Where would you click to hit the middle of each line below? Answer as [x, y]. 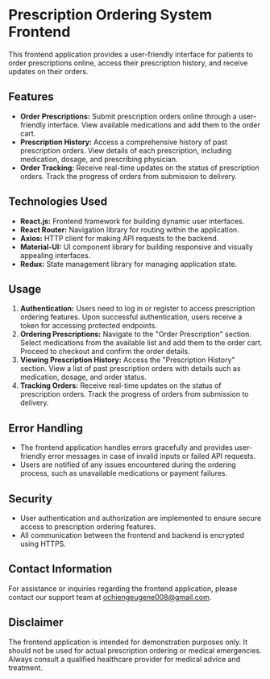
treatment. [25, 668]
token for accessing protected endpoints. [88, 326]
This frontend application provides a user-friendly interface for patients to [131, 54]
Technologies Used [58, 202]
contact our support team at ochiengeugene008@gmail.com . [110, 597]
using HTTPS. [43, 544]
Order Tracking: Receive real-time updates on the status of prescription [139, 168]
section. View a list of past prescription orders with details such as [130, 369]
